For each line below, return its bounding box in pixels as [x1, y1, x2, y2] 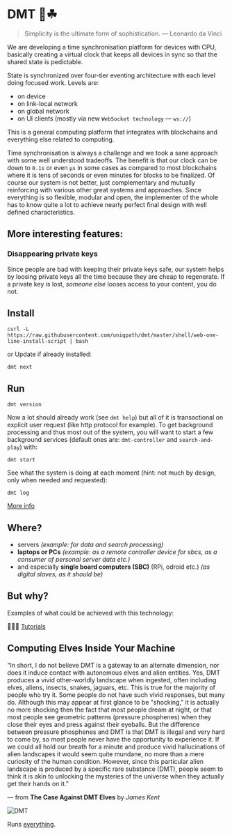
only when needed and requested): [7, 476, 108, 484]
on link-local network [17, 99, 78, 107]
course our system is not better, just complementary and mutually [7, 178, 196, 187]
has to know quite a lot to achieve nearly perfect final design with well [7, 200, 207, 208]
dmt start [7, 457, 36, 464]
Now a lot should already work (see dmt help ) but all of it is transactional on [7, 413, 224, 422]
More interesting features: [7, 228, 124, 240]
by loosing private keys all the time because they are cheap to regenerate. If [7, 272, 225, 281]
